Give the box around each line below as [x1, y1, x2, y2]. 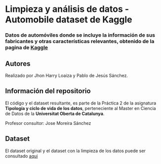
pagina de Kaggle [5, 44, 48, 51]
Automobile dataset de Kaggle [5, 14, 132, 25]
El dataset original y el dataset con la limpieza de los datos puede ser [5, 148, 146, 154]
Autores [5, 59, 31, 68]
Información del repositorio [5, 87, 91, 95]
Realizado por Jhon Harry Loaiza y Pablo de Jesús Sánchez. [5, 72, 128, 78]
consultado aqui [5, 153, 38, 159]
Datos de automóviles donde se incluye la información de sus [5, 32, 156, 39]
